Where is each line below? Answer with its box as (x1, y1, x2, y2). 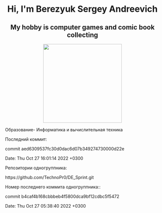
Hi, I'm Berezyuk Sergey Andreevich (7, 3, 158, 15)
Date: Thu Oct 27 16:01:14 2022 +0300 (5, 155, 83, 161)
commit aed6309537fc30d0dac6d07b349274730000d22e (5, 146, 125, 152)
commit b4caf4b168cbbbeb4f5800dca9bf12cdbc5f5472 (5, 193, 119, 199)
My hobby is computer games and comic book (10, 23, 155, 31)
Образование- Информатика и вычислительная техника (5, 127, 123, 132)
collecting (67, 30, 98, 39)
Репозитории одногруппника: (5, 165, 67, 171)
